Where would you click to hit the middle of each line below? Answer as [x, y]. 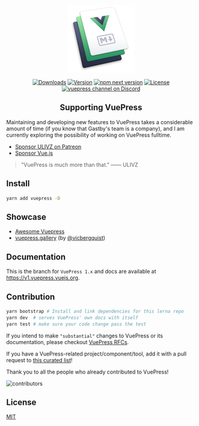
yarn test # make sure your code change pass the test [76, 324]
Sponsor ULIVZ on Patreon [48, 146]
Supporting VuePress [101, 108]
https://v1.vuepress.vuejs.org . [43, 278]
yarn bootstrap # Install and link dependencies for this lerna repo [95, 311]
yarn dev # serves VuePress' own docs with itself [72, 318]
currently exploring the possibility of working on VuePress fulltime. [89, 135]
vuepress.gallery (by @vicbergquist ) [60, 238]
